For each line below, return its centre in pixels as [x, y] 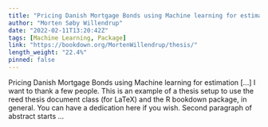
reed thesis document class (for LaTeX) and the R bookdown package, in [128, 99]
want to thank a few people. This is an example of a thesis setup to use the [131, 90]
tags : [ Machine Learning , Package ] [67, 38]
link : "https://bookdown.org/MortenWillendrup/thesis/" [103, 45]
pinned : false [32, 60]
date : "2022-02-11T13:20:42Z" [59, 30]
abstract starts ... [36, 116]
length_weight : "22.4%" [48, 52]
